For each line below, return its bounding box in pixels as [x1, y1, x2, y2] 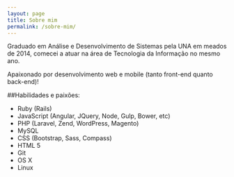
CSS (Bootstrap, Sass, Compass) [17, 134, 113, 142]
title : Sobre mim [7, 17, 58, 24]
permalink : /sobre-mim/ [7, 23, 77, 30]
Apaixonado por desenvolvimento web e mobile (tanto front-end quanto [7, 70, 214, 78]
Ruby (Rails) [17, 105, 52, 113]
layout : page [7, 10, 45, 17]
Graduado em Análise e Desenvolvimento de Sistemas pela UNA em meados [7, 42, 227, 51]
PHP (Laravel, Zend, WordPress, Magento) [17, 119, 139, 128]
